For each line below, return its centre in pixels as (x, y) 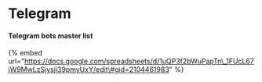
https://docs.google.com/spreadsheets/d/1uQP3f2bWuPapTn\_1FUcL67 (139, 61)
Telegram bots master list (51, 35)
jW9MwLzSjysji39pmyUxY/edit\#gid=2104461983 (89, 70)
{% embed (25, 53)
